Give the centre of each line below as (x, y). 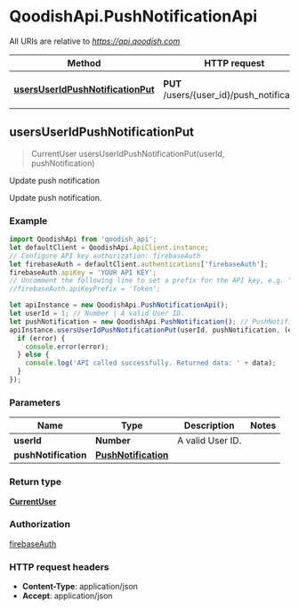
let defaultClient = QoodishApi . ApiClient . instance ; (109, 247)
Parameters (35, 402)
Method (84, 62)
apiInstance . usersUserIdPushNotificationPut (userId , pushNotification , (145, 330)
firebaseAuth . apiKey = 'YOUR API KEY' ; (83, 272)
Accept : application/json (67, 596)
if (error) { (41, 338)
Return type (36, 482)
